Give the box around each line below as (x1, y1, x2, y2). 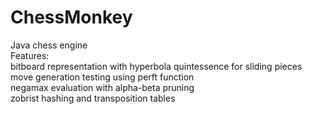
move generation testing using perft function (10, 71, 195, 83)
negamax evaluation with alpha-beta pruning (10, 81, 195, 93)
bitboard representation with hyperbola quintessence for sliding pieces (10, 60, 303, 72)
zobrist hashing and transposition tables (10, 92, 176, 104)
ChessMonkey (10, 6, 133, 29)
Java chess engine (10, 39, 88, 51)
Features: (10, 49, 50, 61)
